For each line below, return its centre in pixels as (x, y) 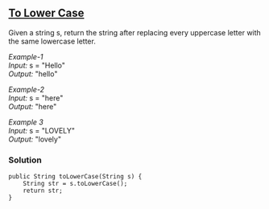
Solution (25, 160)
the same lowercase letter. (52, 41)
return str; (43, 191)
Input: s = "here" (36, 98)
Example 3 (26, 122)
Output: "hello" (33, 74)
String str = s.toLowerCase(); (75, 184)
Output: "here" (33, 106)
